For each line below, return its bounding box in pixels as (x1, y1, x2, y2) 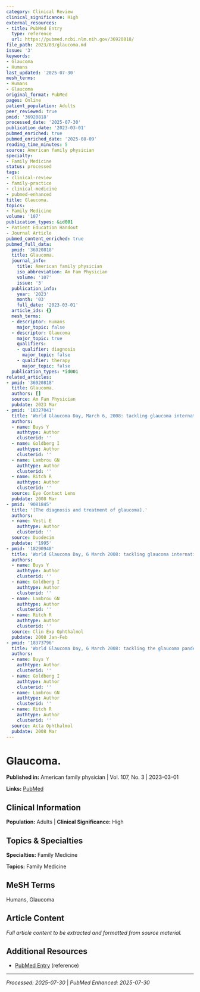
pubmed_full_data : (6, 241, 52, 247)
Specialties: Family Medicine (6, 851, 78, 858)
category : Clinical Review (6, 8, 73, 15)
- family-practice (6, 180, 52, 186)
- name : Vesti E (11, 518, 52, 524)
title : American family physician (17, 263, 102, 270)
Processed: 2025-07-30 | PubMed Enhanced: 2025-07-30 (6, 979, 150, 986)
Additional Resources (6, 946, 87, 956)
